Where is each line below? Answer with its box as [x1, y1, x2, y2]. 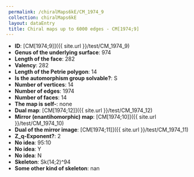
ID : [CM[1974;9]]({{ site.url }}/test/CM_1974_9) [14, 42, 130, 50]
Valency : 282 [14, 62, 49, 69]
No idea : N [14, 152, 42, 159]
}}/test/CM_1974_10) [14, 119, 64, 127]
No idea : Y [14, 145, 42, 153]
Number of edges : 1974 [14, 87, 75, 95]
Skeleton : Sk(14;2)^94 [14, 158, 71, 165]
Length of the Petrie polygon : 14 [14, 68, 97, 76]
